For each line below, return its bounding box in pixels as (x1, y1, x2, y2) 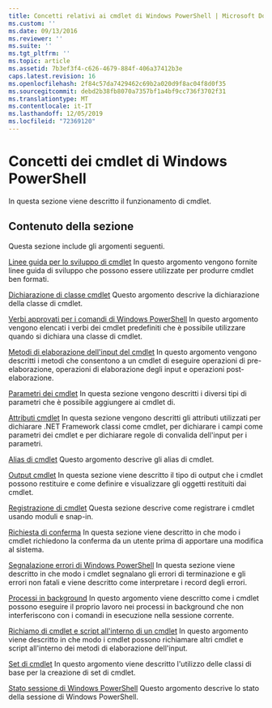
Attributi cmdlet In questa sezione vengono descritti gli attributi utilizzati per (8, 412, 261, 422)
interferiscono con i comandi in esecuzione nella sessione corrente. (8, 610, 235, 620)
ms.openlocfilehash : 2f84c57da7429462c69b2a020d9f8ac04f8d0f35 (8, 79, 227, 87)
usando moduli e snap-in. (8, 511, 94, 521)
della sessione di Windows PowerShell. (8, 692, 139, 702)
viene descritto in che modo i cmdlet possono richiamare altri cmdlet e (8, 634, 244, 644)
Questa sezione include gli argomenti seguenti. (8, 241, 165, 251)
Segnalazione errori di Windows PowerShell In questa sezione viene (8, 560, 236, 569)
